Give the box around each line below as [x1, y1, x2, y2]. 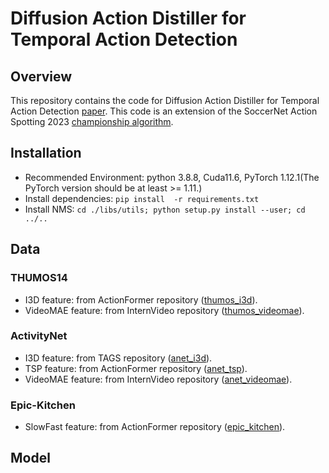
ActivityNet [10, 329, 68, 343]
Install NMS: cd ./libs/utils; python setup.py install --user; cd [24, 203, 306, 215]
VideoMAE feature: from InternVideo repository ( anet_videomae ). [24, 373, 293, 385]
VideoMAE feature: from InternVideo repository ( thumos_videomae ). [24, 304, 305, 316]
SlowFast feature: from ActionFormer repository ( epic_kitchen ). [24, 421, 286, 433]
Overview [10, 68, 73, 85]
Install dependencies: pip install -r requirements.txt [24, 192, 260, 204]
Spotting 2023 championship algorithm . [10, 116, 174, 127]
